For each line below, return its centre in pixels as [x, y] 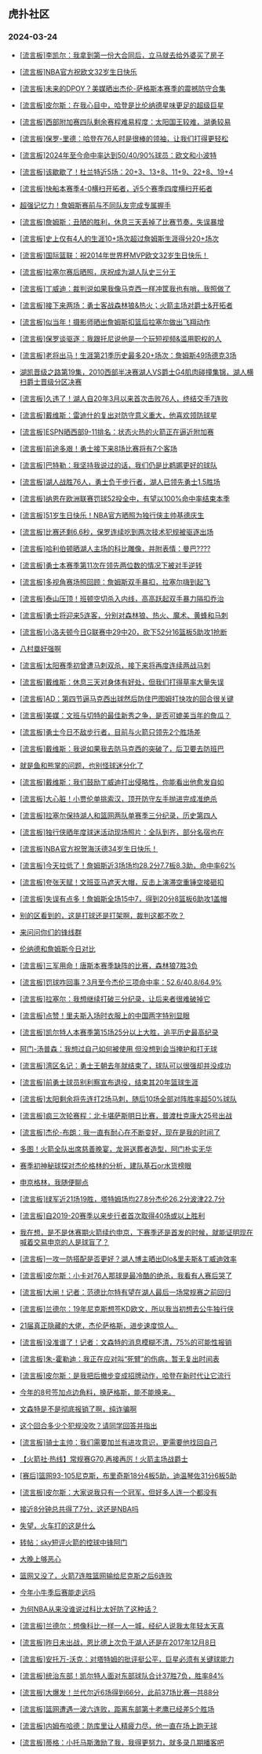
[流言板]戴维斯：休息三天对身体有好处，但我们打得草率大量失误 [122, 682]
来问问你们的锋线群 [51, 932]
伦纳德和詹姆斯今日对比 [57, 949]
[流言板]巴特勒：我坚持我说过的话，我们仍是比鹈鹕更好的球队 [118, 465]
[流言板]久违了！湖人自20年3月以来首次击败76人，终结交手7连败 [124, 398]
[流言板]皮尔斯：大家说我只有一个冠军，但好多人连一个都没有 [118, 1492]
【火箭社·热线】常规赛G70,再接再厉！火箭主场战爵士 [104, 1459]
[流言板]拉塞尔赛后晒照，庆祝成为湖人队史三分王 [98, 272]
